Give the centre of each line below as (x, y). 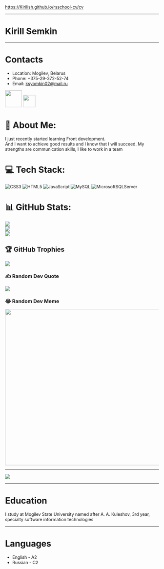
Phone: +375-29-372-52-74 (40, 78)
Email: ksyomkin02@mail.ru (40, 83)
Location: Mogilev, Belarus (39, 73)
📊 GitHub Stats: (38, 207)
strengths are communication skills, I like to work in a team (64, 149)
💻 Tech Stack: (35, 170)
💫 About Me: (31, 125)
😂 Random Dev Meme (32, 301)
